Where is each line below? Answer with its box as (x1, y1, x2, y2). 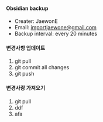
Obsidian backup (6, 5, 49, 12)
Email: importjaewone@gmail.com (14, 24, 97, 31)
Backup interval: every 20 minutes (14, 30, 98, 38)
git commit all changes (14, 64, 70, 71)
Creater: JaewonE (14, 18, 59, 25)
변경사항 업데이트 (6, 44, 46, 51)
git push (14, 70, 35, 77)
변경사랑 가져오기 (6, 84, 46, 91)
